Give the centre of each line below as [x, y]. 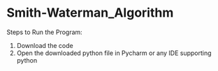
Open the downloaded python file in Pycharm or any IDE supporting [114, 53]
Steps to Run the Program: [45, 32]
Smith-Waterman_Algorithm [90, 13]
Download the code [45, 45]
